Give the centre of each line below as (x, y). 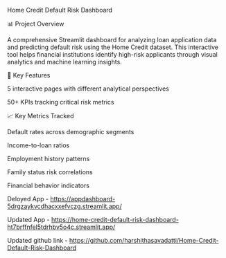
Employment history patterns (49, 159)
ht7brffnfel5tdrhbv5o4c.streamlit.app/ (61, 227)
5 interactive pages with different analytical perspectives (88, 89)
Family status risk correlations (50, 172)
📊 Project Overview (36, 24)
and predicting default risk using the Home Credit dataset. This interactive (113, 47)
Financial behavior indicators (49, 185)
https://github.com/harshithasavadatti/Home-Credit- (144, 240)
